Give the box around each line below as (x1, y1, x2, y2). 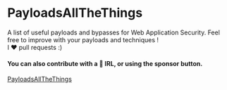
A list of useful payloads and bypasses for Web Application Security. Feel (7, 28, 221, 37)
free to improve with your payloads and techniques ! (7, 35, 159, 44)
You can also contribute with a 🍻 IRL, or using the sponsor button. (7, 59, 203, 67)
